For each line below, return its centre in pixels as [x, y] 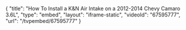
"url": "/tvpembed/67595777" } [43, 21]
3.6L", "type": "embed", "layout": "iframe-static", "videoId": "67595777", [93, 15]
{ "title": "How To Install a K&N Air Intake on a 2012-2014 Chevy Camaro [93, 9]
